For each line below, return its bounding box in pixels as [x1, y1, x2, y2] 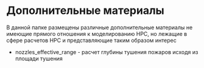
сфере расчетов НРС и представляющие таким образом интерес [6, 36, 177, 44]
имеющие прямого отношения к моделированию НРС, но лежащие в [6, 30, 188, 37]
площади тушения [15, 55, 63, 62]
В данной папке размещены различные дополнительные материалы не [6, 24, 193, 31]
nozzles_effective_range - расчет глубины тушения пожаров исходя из [15, 48, 199, 55]
